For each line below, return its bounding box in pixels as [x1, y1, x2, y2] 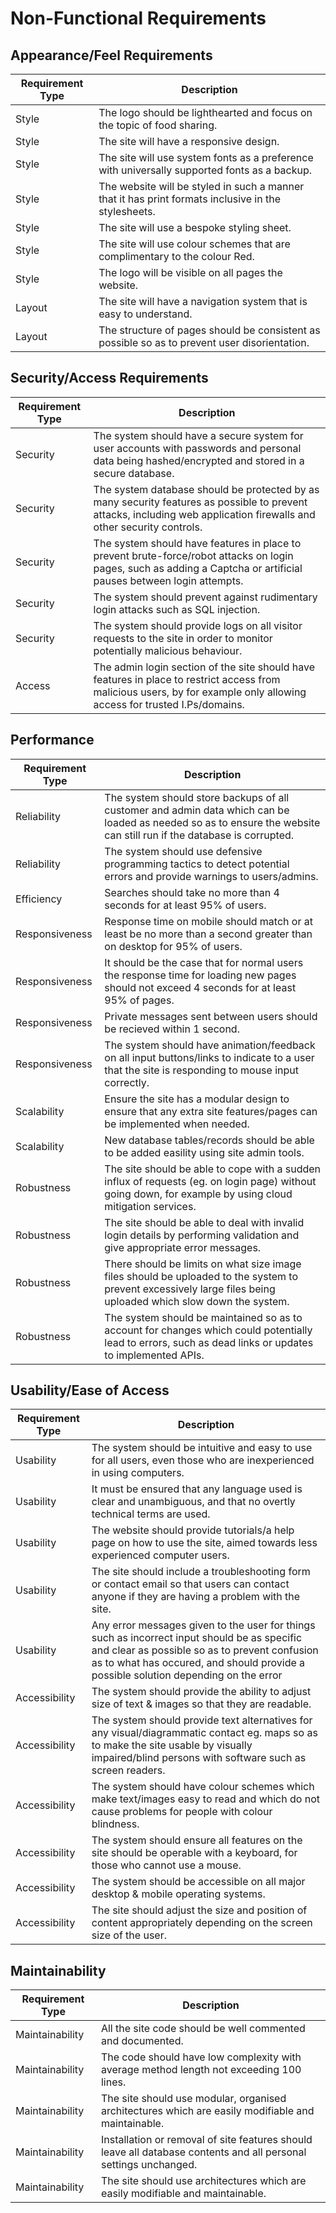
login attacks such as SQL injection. [93, 602, 261, 616]
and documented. [100, 2034, 184, 2048]
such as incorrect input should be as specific [91, 1631, 303, 1645]
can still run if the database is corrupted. [104, 828, 295, 842]
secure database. [93, 466, 175, 480]
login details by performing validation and [104, 1228, 300, 1242]
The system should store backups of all [104, 790, 290, 804]
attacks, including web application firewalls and [93, 507, 316, 521]
